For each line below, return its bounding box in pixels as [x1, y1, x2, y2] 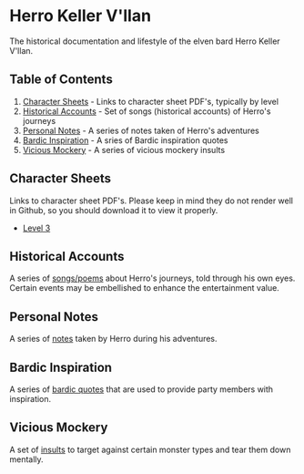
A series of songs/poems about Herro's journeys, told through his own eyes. [9, 273, 296, 283]
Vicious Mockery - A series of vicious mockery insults [22, 144, 226, 155]
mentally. [9, 453, 44, 465]
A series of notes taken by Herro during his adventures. [9, 334, 218, 345]
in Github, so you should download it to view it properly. [9, 204, 218, 215]
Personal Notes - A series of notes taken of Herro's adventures [22, 125, 259, 136]
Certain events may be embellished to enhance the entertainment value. [9, 283, 279, 294]
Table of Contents [9, 72, 114, 88]
